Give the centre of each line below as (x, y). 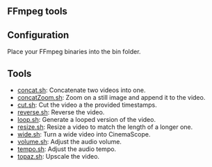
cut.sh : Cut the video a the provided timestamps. (87, 105)
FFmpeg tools (38, 11)
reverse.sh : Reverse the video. (61, 112)
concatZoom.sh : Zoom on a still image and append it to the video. (111, 98)
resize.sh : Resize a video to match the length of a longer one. (105, 127)
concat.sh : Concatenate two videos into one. (81, 90)
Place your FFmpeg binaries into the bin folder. (74, 52)
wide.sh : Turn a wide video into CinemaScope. (84, 134)
